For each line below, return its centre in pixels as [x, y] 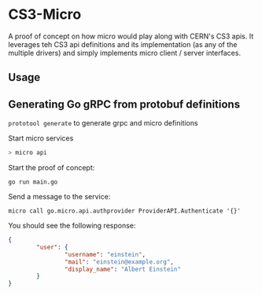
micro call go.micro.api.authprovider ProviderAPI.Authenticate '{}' [125, 211]
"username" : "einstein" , [105, 254]
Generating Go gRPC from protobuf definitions [124, 104]
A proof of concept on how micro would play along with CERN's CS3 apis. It [131, 36]
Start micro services [41, 138]
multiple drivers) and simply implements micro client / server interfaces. [125, 53]
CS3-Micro [45, 15]
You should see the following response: [72, 226]
